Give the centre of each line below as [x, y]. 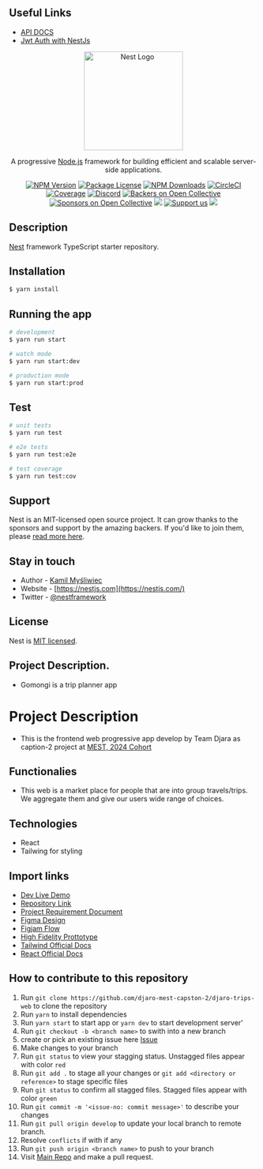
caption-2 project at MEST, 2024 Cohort [86, 747]
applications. [141, 170]
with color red [43, 1064]
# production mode [39, 375]
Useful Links [40, 13]
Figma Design [43, 920]
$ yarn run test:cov [43, 476]
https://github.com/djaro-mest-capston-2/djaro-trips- [163, 998]
